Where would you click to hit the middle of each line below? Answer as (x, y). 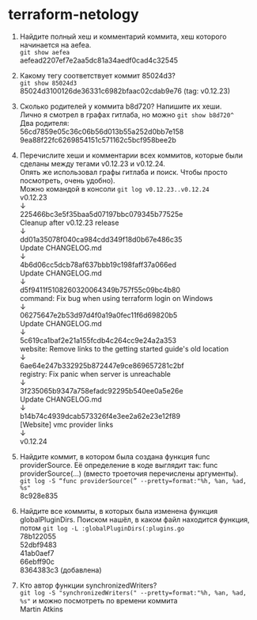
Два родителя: (44, 123)
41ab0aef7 (37, 553)
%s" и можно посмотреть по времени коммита (98, 600)
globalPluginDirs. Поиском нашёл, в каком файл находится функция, (135, 519)
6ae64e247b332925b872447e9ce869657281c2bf (102, 365)
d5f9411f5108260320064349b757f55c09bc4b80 (100, 290)
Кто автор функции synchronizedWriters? (88, 585)
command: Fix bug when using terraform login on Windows (116, 298)
